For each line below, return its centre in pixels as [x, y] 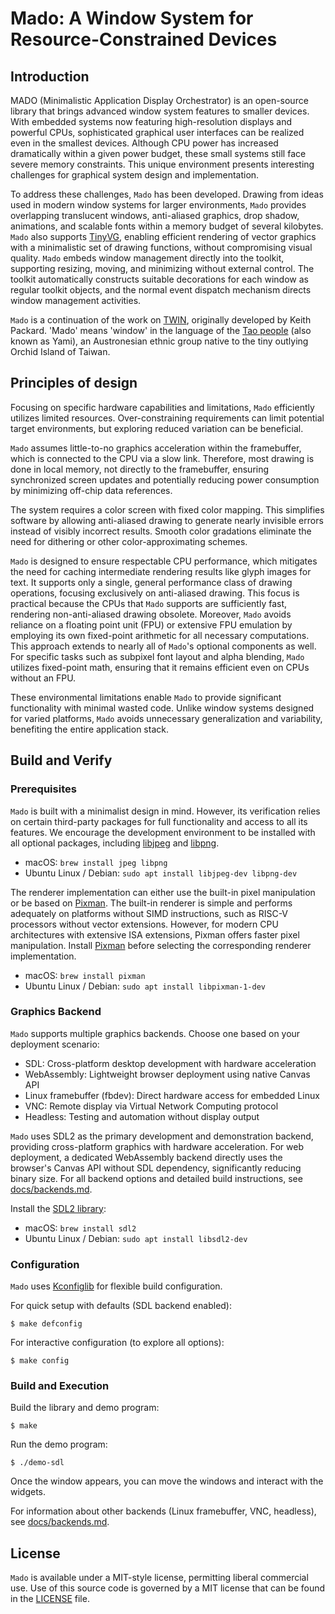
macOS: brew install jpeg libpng [96, 862]
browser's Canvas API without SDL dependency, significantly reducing [156, 1168]
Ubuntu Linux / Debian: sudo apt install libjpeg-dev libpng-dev [161, 873]
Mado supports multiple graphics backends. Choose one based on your [155, 1033]
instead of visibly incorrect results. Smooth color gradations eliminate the [161, 531]
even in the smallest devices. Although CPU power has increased [144, 143]
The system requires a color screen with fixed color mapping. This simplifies [167, 509]
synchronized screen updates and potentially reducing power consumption [165, 479]
